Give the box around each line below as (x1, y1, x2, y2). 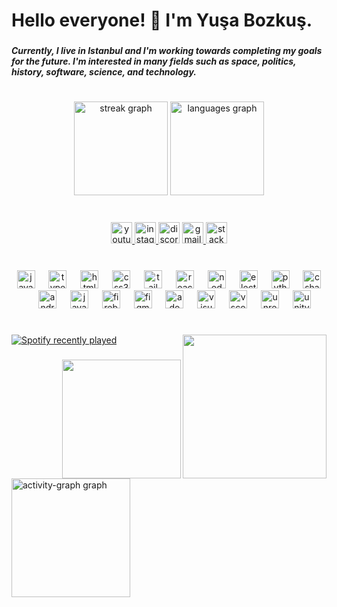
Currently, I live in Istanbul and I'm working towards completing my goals (11, 45, 323, 57)
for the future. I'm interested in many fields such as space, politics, (11, 55, 297, 68)
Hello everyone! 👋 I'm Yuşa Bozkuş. (11, 9, 313, 32)
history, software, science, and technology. (11, 66, 197, 78)
